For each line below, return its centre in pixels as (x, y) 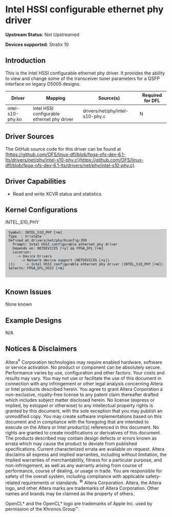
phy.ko (15, 119)
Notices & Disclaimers (41, 349)
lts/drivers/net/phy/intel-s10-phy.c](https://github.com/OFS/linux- (74, 160)
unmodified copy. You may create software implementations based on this (84, 416)
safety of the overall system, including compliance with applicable (75, 476)
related (13, 483)
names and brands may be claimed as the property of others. (70, 494)
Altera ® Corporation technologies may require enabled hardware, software (84, 362)
